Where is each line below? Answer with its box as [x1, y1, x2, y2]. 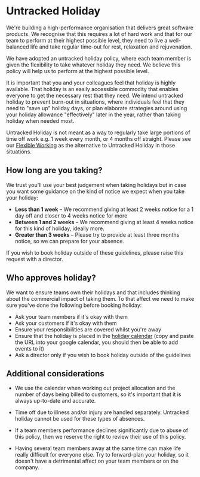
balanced [6, 43, 29, 50]
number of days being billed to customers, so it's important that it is [14, 391, 181, 398]
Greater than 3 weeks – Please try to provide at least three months [14, 231, 180, 238]
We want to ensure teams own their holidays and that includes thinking [6, 289, 180, 296]
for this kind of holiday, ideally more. [14, 225, 104, 232]
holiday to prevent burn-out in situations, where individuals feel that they [6, 98, 185, 105]
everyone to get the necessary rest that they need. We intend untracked [6, 92, 183, 99]
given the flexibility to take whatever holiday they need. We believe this [6, 61, 181, 68]
